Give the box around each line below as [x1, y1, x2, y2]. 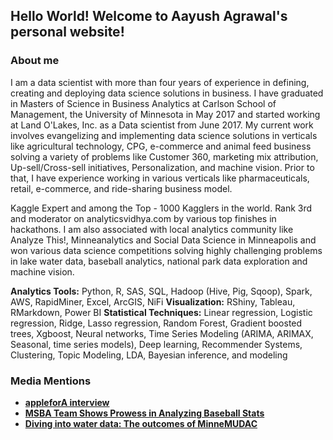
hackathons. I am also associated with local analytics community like [10, 223, 294, 235]
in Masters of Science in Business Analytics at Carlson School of [10, 97, 277, 109]
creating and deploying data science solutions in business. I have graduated [10, 87, 324, 99]
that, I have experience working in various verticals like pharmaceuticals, [10, 172, 310, 184]
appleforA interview [24, 396, 110, 408]
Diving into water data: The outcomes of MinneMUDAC [24, 417, 258, 429]
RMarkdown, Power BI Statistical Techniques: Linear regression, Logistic [10, 306, 313, 318]
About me [10, 54, 60, 68]
